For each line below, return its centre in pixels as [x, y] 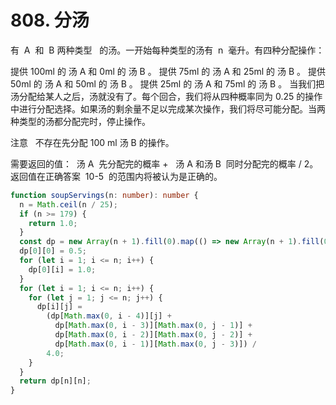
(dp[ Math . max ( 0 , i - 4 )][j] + [109, 316]
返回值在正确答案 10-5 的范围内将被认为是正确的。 [116, 176]
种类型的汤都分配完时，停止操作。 [80, 121]
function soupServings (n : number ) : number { [104, 195]
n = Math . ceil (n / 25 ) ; [68, 204]
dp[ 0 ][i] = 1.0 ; [62, 269]
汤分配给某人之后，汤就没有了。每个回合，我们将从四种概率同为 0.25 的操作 [166, 96]
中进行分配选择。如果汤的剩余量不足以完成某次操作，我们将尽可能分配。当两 [168, 108]
